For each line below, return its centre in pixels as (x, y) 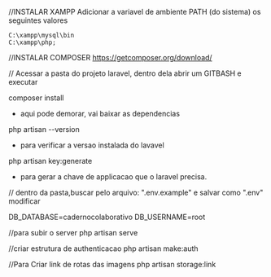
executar (23, 82)
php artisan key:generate (50, 161)
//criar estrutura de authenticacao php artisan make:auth (103, 248)
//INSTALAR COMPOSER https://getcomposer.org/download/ (111, 57)
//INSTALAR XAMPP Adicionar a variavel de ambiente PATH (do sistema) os (135, 12)
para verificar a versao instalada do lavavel (92, 145)
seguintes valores (38, 20)
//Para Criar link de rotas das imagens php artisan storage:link (112, 264)
